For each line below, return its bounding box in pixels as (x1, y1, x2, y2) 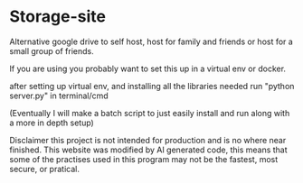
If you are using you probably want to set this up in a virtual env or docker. (9, 63, 287, 74)
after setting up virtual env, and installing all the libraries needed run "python (9, 80, 295, 91)
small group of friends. (9, 45, 94, 56)
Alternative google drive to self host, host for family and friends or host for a (9, 36, 294, 47)
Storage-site (9, 6, 107, 27)
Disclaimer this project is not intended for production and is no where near (9, 134, 287, 145)
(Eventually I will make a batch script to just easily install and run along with (9, 107, 290, 118)
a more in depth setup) (9, 117, 95, 128)
